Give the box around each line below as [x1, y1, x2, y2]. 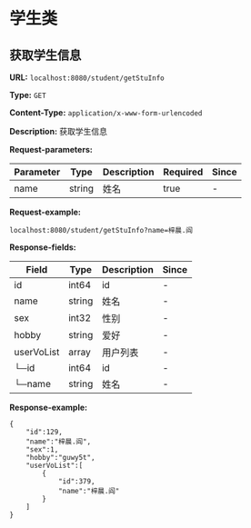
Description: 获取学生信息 [9, 126, 107, 136]
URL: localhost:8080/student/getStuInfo [9, 72, 166, 83]
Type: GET [9, 90, 47, 100]
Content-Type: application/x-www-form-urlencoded [9, 107, 203, 118]
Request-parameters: [9, 144, 93, 154]
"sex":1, [25, 445, 59, 454]
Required [163, 165, 204, 178]
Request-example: [9, 206, 82, 217]
